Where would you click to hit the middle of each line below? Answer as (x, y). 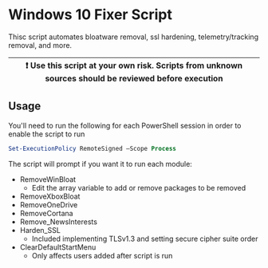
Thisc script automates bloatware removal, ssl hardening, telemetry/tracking (134, 37)
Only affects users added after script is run (102, 255)
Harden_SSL (40, 230)
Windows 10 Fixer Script (91, 15)
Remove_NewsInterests (59, 222)
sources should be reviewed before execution (134, 78)
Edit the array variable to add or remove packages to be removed (139, 187)
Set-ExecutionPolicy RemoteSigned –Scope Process (93, 148)
